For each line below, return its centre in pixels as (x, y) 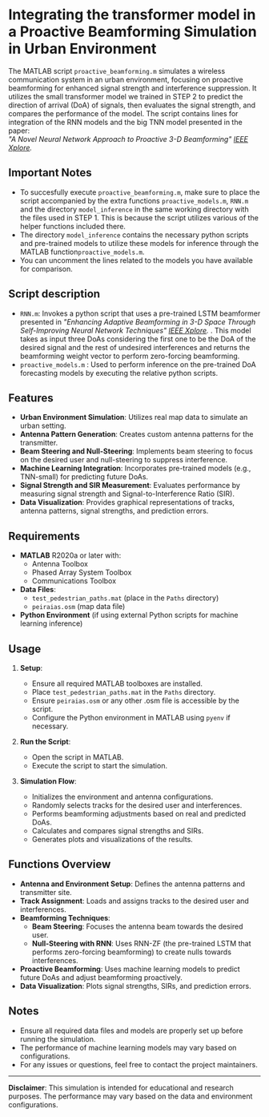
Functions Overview (60, 864)
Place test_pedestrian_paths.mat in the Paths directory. (124, 692)
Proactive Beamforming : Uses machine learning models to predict (130, 969)
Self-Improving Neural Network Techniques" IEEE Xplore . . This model (135, 330)
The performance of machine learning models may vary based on (128, 1047)
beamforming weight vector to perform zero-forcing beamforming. (130, 356)
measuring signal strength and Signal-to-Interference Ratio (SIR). (127, 494)
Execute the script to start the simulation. (100, 766)
